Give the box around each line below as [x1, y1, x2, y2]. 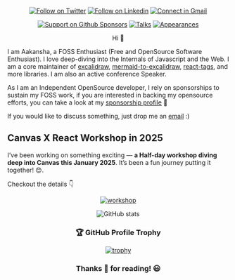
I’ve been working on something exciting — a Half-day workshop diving [7, 151, 217, 159]
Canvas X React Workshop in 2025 [7, 132, 163, 144]
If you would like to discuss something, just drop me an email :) [7, 112, 190, 120]
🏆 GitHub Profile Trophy [75, 227, 161, 237]
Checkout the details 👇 [7, 180, 74, 188]
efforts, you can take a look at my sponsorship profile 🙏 [7, 98, 168, 107]
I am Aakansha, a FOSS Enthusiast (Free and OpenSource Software [7, 48, 203, 55]
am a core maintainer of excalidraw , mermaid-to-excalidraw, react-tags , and [7, 62, 229, 70]
